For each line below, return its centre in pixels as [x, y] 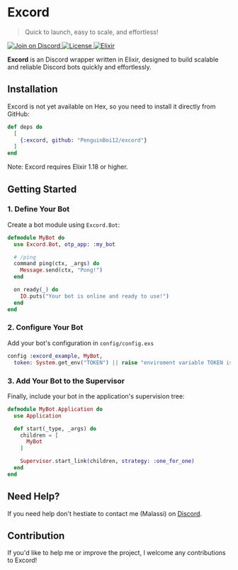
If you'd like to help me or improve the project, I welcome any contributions [117, 553]
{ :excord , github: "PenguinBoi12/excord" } [84, 140]
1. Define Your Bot [39, 209]
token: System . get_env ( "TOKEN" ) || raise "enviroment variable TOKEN [118, 362]
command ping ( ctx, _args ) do [57, 264]
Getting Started [42, 189]
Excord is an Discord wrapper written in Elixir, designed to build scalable [113, 59]
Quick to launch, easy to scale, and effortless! [91, 32]
